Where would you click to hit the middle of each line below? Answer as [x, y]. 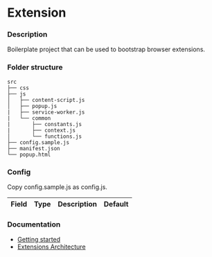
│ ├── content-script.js [46, 100]
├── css [18, 88]
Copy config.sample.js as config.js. [57, 187]
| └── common [29, 118]
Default [116, 204]
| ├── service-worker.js [46, 112]
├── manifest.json [34, 148]
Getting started [39, 240]
